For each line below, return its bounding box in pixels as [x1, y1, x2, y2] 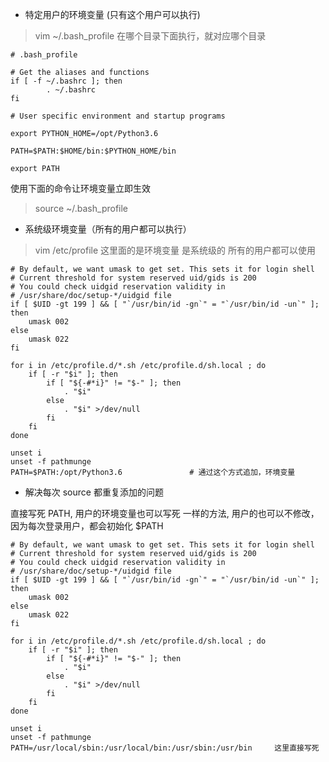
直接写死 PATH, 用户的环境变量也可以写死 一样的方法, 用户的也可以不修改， [10, 508, 320, 519]
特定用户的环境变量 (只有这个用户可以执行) [24, 9, 201, 20]
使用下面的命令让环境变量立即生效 [10, 183, 151, 194]
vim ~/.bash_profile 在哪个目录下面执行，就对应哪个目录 [34, 30, 267, 42]
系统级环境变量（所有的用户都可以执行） [24, 223, 192, 235]
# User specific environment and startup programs [10, 111, 226, 121]
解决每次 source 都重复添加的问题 [24, 486, 164, 498]
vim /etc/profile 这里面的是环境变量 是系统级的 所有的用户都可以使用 [34, 244, 316, 256]
